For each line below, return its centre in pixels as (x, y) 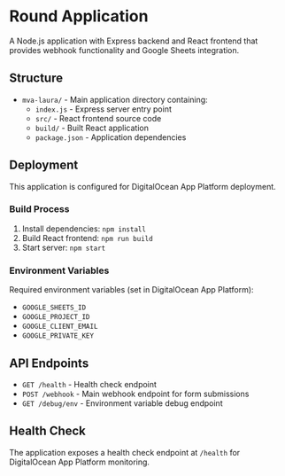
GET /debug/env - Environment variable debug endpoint (122, 403)
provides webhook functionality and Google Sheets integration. (124, 50)
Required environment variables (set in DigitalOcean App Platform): (131, 290)
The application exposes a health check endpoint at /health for (125, 452)
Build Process (39, 209)
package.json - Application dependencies (111, 137)
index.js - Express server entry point (104, 109)
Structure (36, 78)
